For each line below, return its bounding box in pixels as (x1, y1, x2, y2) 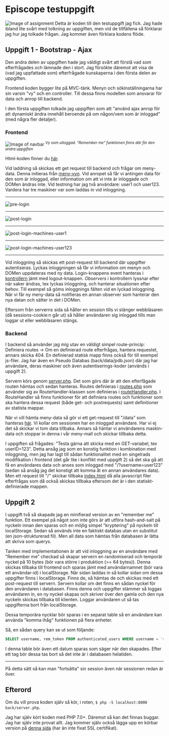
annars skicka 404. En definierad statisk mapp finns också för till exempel (5, 352, 158, 358)
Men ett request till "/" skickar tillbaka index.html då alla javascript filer (5, 473, 151, 478)
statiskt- (136, 478, 154, 484)
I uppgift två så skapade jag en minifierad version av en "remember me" (5, 511, 154, 517)
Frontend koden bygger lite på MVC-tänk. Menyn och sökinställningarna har (5, 85, 162, 91)
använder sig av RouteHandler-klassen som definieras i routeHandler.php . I (5, 389, 161, 395)
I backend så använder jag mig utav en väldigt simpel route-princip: (5, 341, 145, 347)
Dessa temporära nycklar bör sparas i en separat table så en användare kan (5, 611, 162, 617)
